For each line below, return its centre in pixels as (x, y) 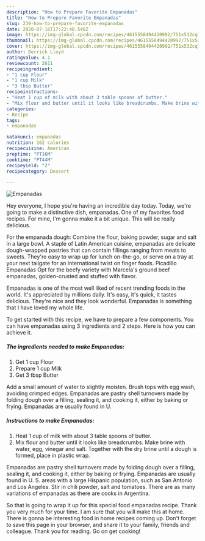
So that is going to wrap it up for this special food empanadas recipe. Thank (102, 505)
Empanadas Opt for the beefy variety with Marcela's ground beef (88, 270)
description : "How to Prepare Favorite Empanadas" (72, 12)
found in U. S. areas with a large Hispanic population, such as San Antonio (99, 480)
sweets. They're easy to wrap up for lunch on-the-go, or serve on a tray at (100, 257)
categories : (21, 109)
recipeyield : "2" (28, 165)
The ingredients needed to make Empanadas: (66, 346)
